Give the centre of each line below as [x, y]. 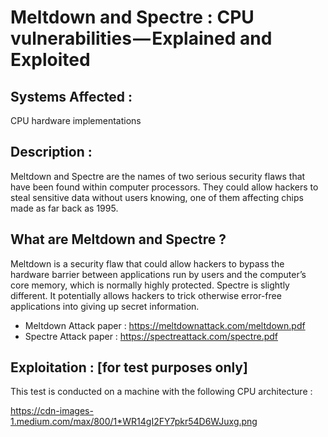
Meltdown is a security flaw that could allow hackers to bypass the [147, 263]
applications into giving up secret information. [105, 306]
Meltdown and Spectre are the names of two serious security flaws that [158, 176]
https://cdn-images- [52, 411]
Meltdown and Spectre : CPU [132, 17]
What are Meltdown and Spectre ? [118, 239]
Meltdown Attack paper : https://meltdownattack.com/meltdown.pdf [165, 325]
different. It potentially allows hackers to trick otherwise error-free [146, 295]
